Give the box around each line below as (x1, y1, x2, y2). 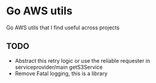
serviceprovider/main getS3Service (14, 63, 103, 70)
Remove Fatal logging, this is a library (14, 70, 108, 77)
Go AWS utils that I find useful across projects (6, 24, 120, 31)
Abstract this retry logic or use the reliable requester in (14, 57, 151, 64)
